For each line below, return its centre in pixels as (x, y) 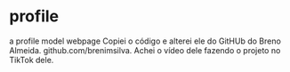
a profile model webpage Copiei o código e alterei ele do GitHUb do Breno (145, 41)
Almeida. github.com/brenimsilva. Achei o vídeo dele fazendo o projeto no (145, 50)
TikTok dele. (32, 60)
